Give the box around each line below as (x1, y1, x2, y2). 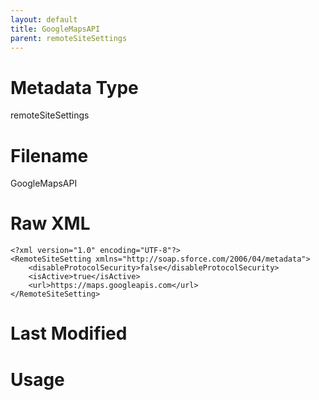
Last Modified (10, 322, 128, 345)
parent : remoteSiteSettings (10, 33, 128, 43)
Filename (10, 144, 89, 167)
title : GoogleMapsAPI (10, 24, 101, 34)
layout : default (10, 14, 78, 25)
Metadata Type (10, 76, 139, 99)
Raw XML (10, 212, 91, 235)
